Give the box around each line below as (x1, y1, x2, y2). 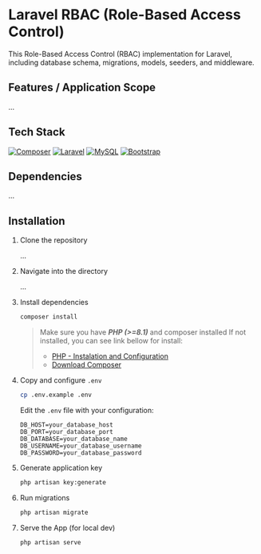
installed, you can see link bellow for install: (39, 336, 184, 346)
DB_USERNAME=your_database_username (19, 442, 142, 450)
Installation (8, 214, 65, 227)
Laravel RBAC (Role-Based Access (8, 6, 241, 24)
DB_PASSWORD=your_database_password (19, 448, 142, 457)
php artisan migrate (19, 508, 89, 516)
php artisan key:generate (19, 478, 106, 486)
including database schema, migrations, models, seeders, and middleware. (8, 58, 255, 67)
